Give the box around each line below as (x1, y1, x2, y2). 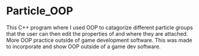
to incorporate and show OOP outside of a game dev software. (6, 43, 161, 50)
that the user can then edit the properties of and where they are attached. (6, 30, 188, 37)
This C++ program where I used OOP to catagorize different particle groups (6, 24, 193, 31)
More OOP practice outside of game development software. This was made (6, 36, 193, 43)
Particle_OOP (6, 4, 74, 18)
